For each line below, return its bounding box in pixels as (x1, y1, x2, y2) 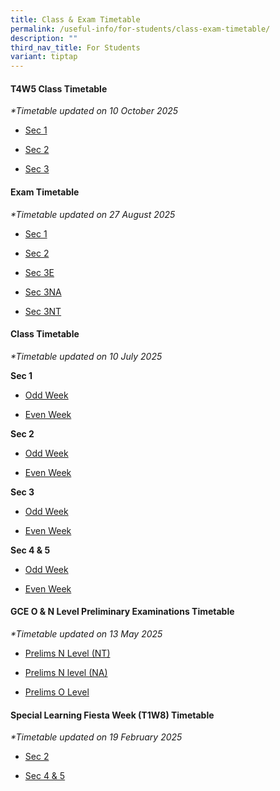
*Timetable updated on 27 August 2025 (10, 208, 176, 220)
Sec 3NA (24, 286, 62, 298)
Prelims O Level (24, 686, 90, 698)
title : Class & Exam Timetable (10, 14, 141, 25)
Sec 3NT (24, 305, 62, 317)
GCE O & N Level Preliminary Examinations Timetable (10, 606, 235, 618)
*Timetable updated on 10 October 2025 (10, 105, 179, 117)
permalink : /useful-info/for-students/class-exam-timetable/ (10, 24, 271, 34)
